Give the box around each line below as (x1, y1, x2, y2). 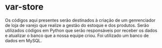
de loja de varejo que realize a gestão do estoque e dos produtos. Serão (5, 22, 149, 28)
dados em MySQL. (5, 37, 42, 43)
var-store (5, 1, 44, 12)
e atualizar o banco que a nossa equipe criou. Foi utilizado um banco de (5, 33, 149, 38)
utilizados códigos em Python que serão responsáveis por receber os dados (5, 27, 158, 33)
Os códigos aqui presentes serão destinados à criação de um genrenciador (5, 17, 156, 23)
